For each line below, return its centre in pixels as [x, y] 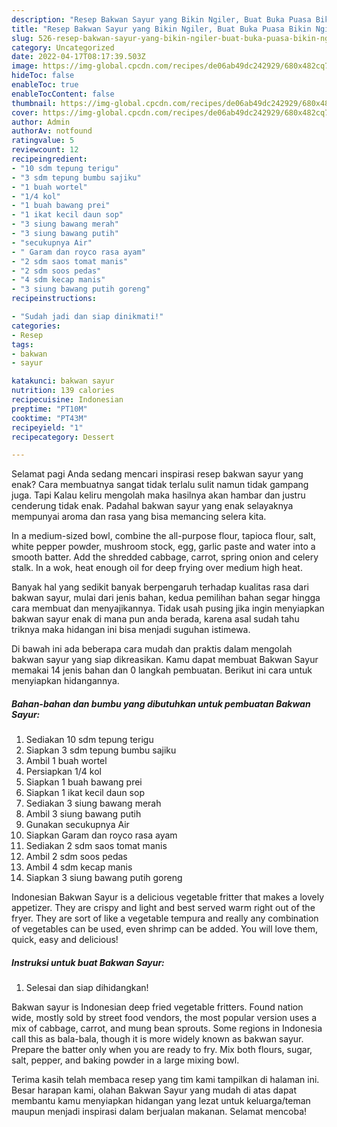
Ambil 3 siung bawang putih [83, 814]
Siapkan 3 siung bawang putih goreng [104, 878]
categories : [36, 326]
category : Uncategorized [63, 47]
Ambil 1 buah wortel [66, 761]
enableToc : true [45, 85]
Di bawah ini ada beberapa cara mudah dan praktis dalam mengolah [152, 649]
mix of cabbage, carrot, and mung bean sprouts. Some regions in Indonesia [167, 1028]
